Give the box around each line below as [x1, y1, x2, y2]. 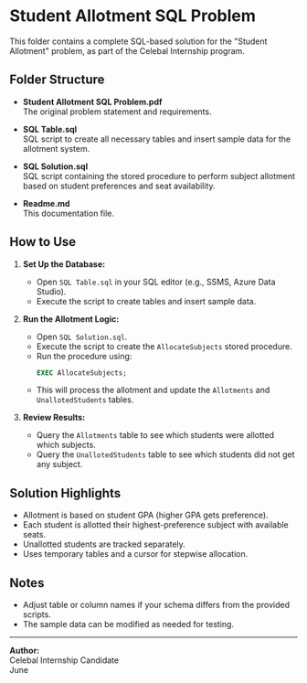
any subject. [36, 459, 83, 470]
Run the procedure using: [36, 350, 132, 361]
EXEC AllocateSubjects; [36, 368, 128, 378]
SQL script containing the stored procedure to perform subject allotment [22, 170, 295, 181]
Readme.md [22, 197, 70, 208]
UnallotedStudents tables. [36, 394, 134, 405]
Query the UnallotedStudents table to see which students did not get [36, 449, 295, 460]
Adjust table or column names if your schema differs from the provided [22, 600, 291, 611]
